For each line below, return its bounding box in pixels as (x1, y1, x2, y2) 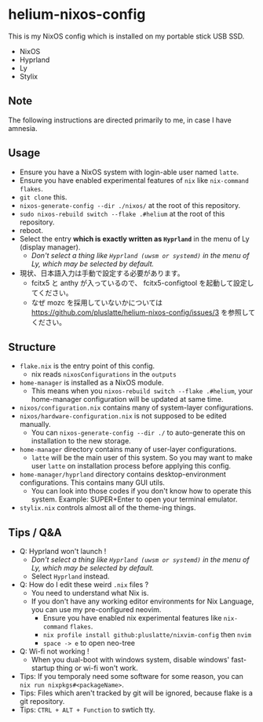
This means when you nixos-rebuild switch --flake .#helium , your (31, 386, 254, 396)
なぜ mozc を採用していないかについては (31, 297, 163, 307)
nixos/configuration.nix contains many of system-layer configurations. (19, 403, 254, 413)
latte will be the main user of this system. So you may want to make (31, 453, 253, 462)
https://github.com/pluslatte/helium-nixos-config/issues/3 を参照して (31, 308, 256, 317)
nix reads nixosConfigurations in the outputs (31, 370, 177, 379)
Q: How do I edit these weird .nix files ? (19, 580, 149, 589)
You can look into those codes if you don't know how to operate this (31, 487, 252, 496)
